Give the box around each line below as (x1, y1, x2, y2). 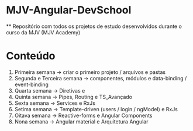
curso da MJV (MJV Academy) (6, 29, 81, 36)
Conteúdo (6, 49, 56, 63)
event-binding (14, 81, 49, 88)
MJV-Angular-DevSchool (6, 3, 132, 17)
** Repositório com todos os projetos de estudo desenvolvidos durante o (6, 23, 182, 30)
